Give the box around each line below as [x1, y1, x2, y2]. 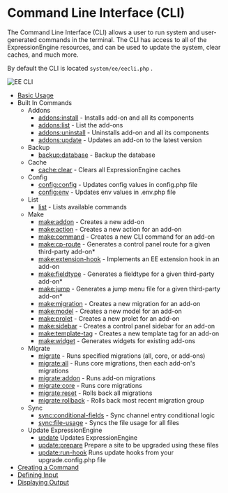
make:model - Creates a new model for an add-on [38, 307, 183, 315]
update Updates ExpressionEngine [38, 433, 138, 442]
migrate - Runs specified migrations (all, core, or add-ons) [38, 352, 206, 360]
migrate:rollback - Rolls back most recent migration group [38, 396, 204, 404]
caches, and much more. [7, 50, 79, 59]
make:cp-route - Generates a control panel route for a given [38, 239, 211, 248]
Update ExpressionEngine [27, 426, 102, 434]
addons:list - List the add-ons [38, 120, 123, 129]
